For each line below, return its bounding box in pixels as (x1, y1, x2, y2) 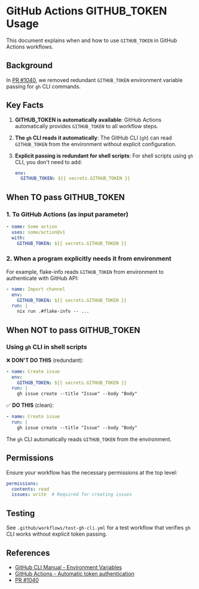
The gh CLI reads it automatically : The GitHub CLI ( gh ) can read (14, 134, 172, 141)
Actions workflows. (6, 43, 54, 50)
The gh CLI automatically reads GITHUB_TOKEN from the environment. (6, 436, 172, 443)
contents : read (11, 486, 50, 492)
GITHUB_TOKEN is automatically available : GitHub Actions (14, 116, 162, 123)
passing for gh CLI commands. (6, 83, 81, 90)
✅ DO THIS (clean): (6, 401, 54, 409)
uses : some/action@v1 (11, 229, 66, 235)
